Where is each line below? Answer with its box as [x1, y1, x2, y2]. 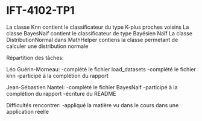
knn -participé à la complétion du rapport [6, 72, 109, 79]
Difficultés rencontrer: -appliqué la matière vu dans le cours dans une [6, 101, 179, 108]
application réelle [6, 108, 49, 115]
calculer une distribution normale [6, 43, 89, 50]
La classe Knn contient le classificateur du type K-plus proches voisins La [6, 23, 189, 31]
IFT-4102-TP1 [6, 4, 75, 17]
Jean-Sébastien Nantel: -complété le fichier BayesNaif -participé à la [6, 83, 178, 90]
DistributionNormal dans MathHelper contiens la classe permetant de [6, 36, 178, 43]
